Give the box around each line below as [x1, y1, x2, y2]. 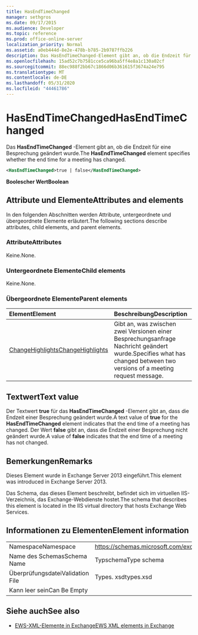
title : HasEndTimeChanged [6, 8, 70, 15]
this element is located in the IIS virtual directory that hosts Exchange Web [6, 502, 187, 510]
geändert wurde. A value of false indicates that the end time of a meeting [6, 433, 183, 440]
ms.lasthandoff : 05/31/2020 [6, 80, 75, 86]
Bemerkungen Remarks [6, 456, 93, 466]
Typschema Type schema [94, 556, 164, 564]
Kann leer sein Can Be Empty [9, 586, 88, 594]
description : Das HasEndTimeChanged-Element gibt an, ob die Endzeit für [6, 53, 192, 59]
